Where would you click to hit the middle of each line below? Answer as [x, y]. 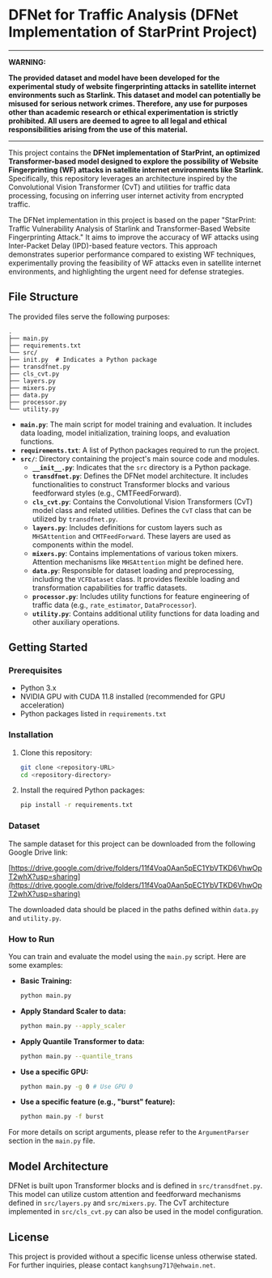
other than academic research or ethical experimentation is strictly [123, 112]
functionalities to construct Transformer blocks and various [131, 484]
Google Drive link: [38, 852]
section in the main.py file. [52, 1141]
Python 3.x [38, 688]
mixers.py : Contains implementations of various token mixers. [135, 553]
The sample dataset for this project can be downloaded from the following [132, 843]
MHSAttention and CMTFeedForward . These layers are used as [132, 536]
